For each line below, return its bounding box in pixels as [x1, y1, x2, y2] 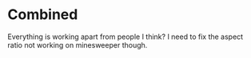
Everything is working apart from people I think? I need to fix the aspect [7, 32, 244, 41]
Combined [7, 6, 78, 24]
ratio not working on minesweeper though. [7, 40, 148, 49]
